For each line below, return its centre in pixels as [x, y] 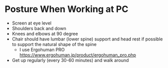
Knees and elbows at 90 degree [45, 33]
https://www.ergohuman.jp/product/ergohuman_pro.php [78, 55]
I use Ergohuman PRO [42, 49]
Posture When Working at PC [66, 9]
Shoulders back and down [39, 28]
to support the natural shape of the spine [54, 44]
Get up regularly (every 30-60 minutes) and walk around [70, 60]
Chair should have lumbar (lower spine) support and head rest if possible [87, 39]
